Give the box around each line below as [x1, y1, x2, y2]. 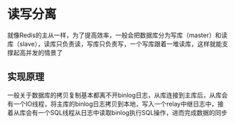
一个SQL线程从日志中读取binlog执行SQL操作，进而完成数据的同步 [37, 108, 228, 116]
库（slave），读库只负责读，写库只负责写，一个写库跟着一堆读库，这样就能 [7, 39, 222, 48]
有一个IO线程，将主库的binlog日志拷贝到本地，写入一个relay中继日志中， [7, 99, 218, 108]
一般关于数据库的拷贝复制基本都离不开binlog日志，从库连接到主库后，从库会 [7, 90, 228, 99]
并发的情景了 [25, 48, 63, 57]
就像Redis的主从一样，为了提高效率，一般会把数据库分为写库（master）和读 [7, 31, 228, 39]
